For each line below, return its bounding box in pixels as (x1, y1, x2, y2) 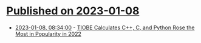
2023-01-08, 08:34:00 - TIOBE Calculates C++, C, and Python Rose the (15, 24, 195, 31)
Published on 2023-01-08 (6, 4, 140, 18)
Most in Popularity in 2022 (15, 30, 82, 37)
